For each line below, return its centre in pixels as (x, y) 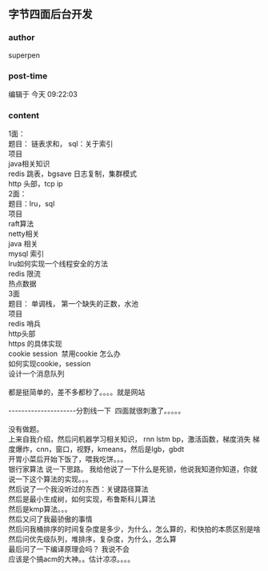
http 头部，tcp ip (36, 184)
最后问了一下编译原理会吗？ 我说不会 (69, 549)
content (24, 115)
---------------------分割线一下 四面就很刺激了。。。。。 (97, 411)
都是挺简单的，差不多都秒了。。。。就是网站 (77, 392)
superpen (24, 55)
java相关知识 (29, 164)
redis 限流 (25, 274)
